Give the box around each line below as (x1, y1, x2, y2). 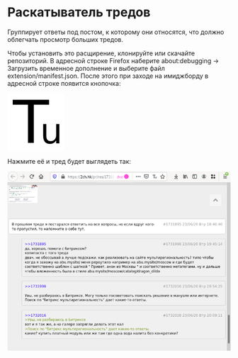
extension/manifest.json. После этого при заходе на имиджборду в (7, 72, 209, 80)
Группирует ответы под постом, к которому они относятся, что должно (7, 28, 225, 36)
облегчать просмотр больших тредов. (7, 35, 124, 43)
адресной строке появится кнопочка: (7, 79, 121, 87)
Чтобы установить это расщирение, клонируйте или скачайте (7, 49, 195, 57)
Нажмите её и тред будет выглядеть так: (7, 157, 132, 165)
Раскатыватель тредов (7, 4, 151, 21)
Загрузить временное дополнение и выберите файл (7, 64, 165, 72)
